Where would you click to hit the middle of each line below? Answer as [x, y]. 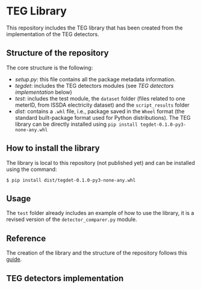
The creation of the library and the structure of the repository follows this [97, 253]
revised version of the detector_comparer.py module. [72, 219]
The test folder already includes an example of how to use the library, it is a [100, 213]
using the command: [32, 169]
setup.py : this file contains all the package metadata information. [95, 79]
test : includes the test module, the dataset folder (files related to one [100, 98]
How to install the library [53, 148]
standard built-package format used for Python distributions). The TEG [103, 117]
